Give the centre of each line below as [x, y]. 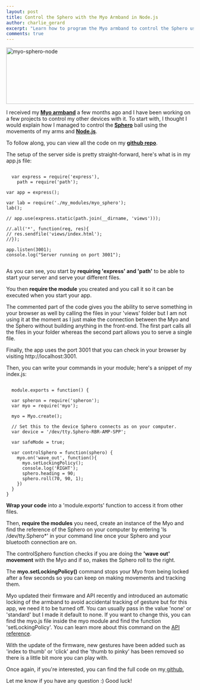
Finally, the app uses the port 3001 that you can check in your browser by [96, 350]
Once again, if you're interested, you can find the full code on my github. [95, 669]
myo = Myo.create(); [37, 416]
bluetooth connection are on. [42, 542]
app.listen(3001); [29, 250]
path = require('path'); [48, 182]
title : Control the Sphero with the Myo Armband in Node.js [82, 17]
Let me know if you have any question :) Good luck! [69, 681]
